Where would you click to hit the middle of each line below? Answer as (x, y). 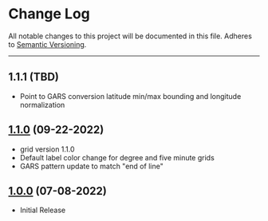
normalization (42, 105)
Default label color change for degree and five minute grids (117, 157)
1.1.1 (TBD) (34, 77)
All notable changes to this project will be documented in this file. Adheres (130, 36)
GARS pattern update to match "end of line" (91, 166)
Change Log (49, 14)
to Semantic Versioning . (47, 44)
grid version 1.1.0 (47, 149)
